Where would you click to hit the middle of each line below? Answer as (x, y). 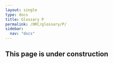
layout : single (21, 10)
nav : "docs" (23, 34)
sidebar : (14, 29)
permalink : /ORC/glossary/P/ (36, 24)
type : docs (17, 15)
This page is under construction (57, 54)
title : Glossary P (25, 19)
